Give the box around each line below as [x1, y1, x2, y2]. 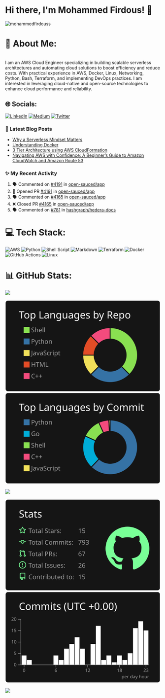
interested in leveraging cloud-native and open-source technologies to [5, 80, 149, 86]
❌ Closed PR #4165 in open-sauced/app [12, 201, 95, 207]
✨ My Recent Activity [5, 170, 58, 176]
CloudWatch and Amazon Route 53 [12, 157, 84, 163]
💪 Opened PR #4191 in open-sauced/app [12, 188, 95, 194]
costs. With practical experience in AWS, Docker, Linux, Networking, [5, 70, 144, 76]
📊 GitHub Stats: [5, 270, 72, 281]
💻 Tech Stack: [5, 227, 66, 238]
